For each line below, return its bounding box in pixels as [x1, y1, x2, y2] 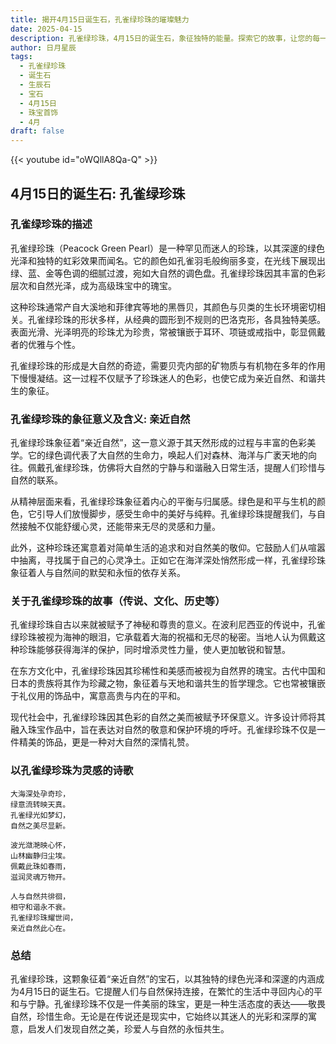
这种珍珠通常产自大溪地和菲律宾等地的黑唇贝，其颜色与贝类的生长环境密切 [10, 301, 317, 313]
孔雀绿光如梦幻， [10, 810, 71, 820]
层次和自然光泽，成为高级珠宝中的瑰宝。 [10, 279, 177, 291]
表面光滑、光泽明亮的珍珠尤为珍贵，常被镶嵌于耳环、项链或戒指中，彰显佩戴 [10, 326, 326, 338]
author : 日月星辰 [10, 42, 77, 53]
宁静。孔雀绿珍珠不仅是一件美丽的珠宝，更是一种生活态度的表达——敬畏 [27, 998, 326, 1010]
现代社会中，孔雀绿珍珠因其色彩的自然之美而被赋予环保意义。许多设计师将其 [10, 711, 326, 723]
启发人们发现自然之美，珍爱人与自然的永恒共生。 [27, 1023, 230, 1035]
